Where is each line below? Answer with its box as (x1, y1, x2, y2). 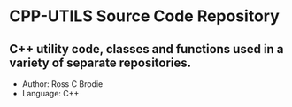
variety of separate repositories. (9, 55, 192, 70)
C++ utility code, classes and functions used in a (9, 42, 284, 57)
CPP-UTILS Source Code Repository (9, 6, 280, 27)
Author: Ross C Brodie (21, 79, 104, 89)
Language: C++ (21, 88, 80, 98)
